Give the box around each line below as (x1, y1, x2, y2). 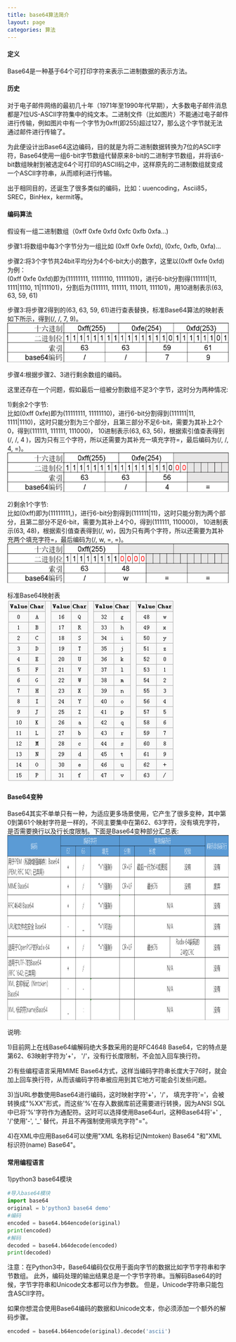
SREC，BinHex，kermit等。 (7, 192, 87, 201)
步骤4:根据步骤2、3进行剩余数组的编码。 (7, 370, 126, 379)
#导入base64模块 (7, 1190, 51, 1197)
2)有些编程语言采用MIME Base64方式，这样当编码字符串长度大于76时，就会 (7, 1067, 227, 1075)
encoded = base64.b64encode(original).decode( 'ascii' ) (7, 1328, 171, 1335)
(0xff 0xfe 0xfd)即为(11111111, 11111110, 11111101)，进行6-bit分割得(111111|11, (7, 274, 217, 283)
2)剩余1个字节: (7, 500, 49, 508)
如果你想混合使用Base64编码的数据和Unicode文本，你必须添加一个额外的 (7, 1304, 220, 1312)
